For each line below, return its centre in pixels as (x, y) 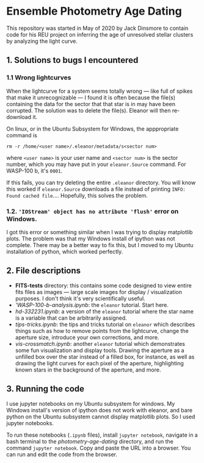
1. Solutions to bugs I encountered (72, 60)
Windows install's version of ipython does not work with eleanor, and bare (100, 410)
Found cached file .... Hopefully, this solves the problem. (77, 195)
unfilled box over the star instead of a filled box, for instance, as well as (105, 357)
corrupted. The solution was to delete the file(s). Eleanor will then (89, 110)
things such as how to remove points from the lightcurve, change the (102, 331)
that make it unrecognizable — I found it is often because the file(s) (91, 97)
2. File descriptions (44, 271)
